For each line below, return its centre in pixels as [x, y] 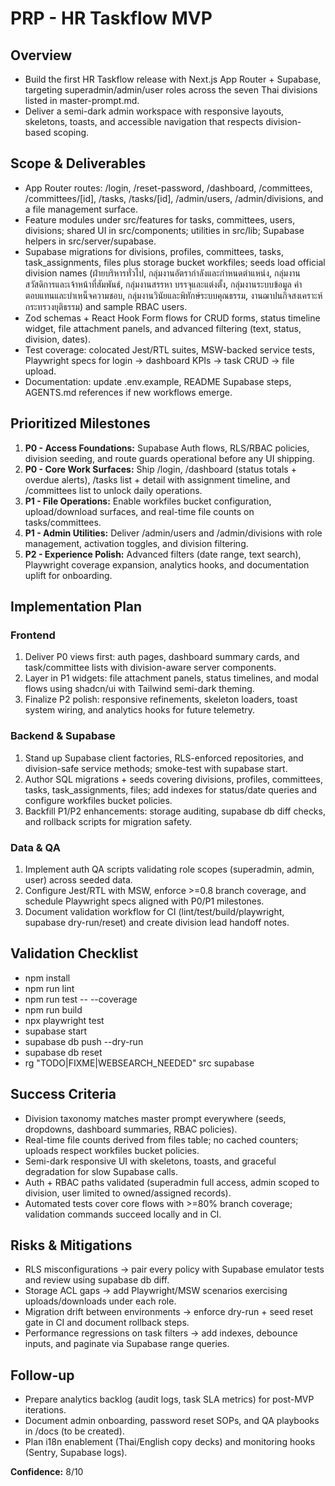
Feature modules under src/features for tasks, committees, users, [160, 219]
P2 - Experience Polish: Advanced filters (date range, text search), [163, 554]
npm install [47, 978]
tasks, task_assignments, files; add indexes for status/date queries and [171, 789]
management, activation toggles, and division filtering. [136, 543]
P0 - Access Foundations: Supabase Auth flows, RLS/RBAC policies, [167, 448]
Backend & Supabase [63, 736]
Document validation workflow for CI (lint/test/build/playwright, [154, 911]
